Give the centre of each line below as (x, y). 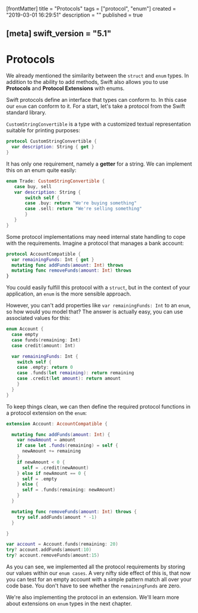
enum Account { (25, 329)
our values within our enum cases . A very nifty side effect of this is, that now (98, 573)
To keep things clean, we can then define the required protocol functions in (98, 406)
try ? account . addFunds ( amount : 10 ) (49, 550)
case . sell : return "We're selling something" (84, 209)
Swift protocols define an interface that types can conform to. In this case (97, 100)
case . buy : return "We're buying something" (81, 203)
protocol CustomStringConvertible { (51, 141)
